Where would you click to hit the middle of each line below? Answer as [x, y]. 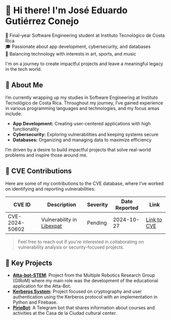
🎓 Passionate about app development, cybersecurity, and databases [78, 46]
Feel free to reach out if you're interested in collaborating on [81, 242]
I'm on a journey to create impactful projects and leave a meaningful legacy [84, 64]
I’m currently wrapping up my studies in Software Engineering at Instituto [82, 97]
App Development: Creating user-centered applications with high [82, 123]
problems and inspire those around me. [47, 155]
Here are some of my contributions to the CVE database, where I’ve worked [84, 183]
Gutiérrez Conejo [42, 21]
